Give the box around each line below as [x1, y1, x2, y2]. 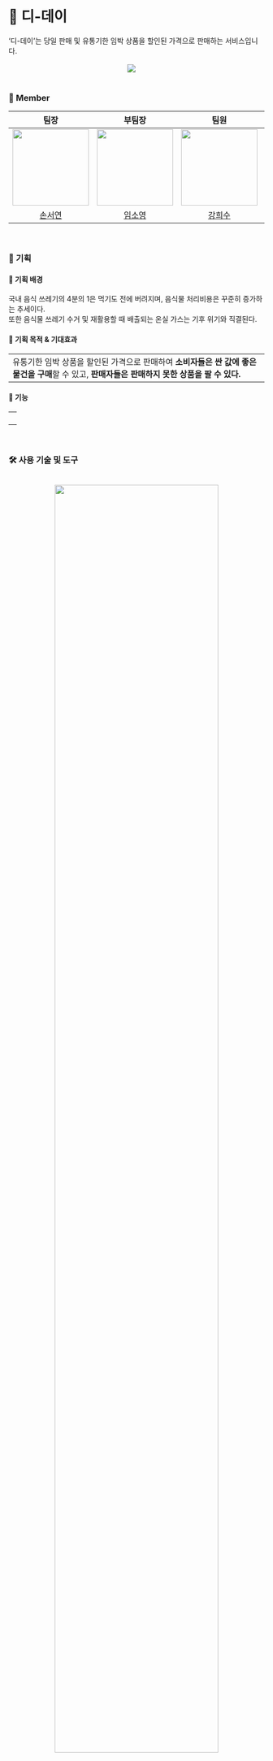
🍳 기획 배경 [8, 274, 43, 284]
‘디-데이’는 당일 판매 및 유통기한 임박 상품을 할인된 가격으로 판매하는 [8, 36, 223, 46]
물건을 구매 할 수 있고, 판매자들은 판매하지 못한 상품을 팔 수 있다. [12, 368, 241, 380]
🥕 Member [8, 92, 50, 103]
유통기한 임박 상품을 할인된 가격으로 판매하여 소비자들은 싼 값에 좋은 [12, 356, 258, 367]
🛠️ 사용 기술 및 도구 [8, 454, 79, 466]
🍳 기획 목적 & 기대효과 [8, 334, 77, 344]
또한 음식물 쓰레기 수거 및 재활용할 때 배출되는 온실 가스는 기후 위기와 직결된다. [8, 314, 258, 324]
